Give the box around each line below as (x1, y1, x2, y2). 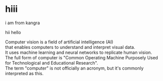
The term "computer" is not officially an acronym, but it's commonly (5, 65, 144, 71)
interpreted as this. (5, 70, 44, 76)
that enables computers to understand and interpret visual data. (5, 44, 135, 50)
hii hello (5, 29, 21, 35)
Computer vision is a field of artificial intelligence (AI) (5, 39, 113, 45)
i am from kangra (5, 20, 40, 26)
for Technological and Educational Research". (5, 60, 98, 66)
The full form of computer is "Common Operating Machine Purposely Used (5, 54, 159, 60)
